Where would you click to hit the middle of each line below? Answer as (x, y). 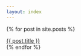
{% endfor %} (24, 47)
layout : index (24, 12)
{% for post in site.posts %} (41, 29)
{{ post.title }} (23, 40)
